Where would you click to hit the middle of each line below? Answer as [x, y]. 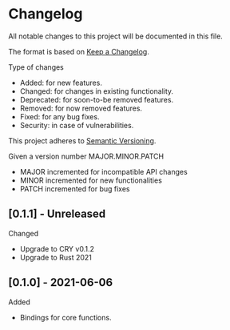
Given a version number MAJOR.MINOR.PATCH [86, 156]
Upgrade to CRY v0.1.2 [57, 248]
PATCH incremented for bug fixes [75, 188]
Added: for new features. [61, 82]
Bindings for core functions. [65, 317]
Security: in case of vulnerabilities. [77, 125]
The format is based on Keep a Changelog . [79, 51]
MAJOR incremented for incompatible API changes [103, 171]
